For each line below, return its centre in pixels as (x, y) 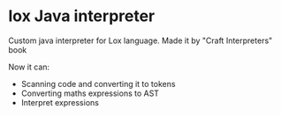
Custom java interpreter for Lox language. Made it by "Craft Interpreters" (140, 40)
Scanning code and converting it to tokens (98, 83)
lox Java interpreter (82, 16)
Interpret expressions (60, 102)
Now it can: (29, 67)
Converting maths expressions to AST (90, 93)
